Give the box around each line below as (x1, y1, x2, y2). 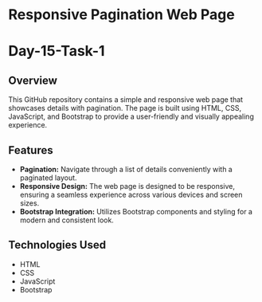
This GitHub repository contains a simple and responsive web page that (8, 95, 244, 104)
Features (8, 143, 53, 157)
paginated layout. (19, 173, 77, 182)
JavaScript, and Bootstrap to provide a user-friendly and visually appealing (8, 112, 255, 121)
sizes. (19, 198, 40, 208)
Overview (8, 73, 58, 87)
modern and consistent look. (19, 215, 114, 225)
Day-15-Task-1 (8, 42, 105, 61)
